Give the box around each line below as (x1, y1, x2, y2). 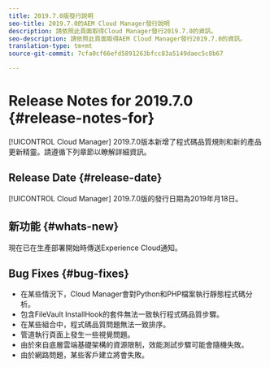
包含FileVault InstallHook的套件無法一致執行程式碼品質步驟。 (20, 309, 224, 319)
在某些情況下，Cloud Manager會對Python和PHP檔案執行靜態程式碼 (20, 289, 246, 299)
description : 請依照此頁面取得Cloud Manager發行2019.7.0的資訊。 (8, 27, 217, 35)
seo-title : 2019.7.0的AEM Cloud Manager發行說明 (8, 19, 171, 28)
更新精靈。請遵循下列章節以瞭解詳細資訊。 (8, 147, 151, 157)
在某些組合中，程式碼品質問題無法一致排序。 (20, 320, 171, 330)
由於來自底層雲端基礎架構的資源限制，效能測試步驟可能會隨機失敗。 (20, 340, 249, 350)
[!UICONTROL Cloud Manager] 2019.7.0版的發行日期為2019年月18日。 (8, 193, 242, 203)
